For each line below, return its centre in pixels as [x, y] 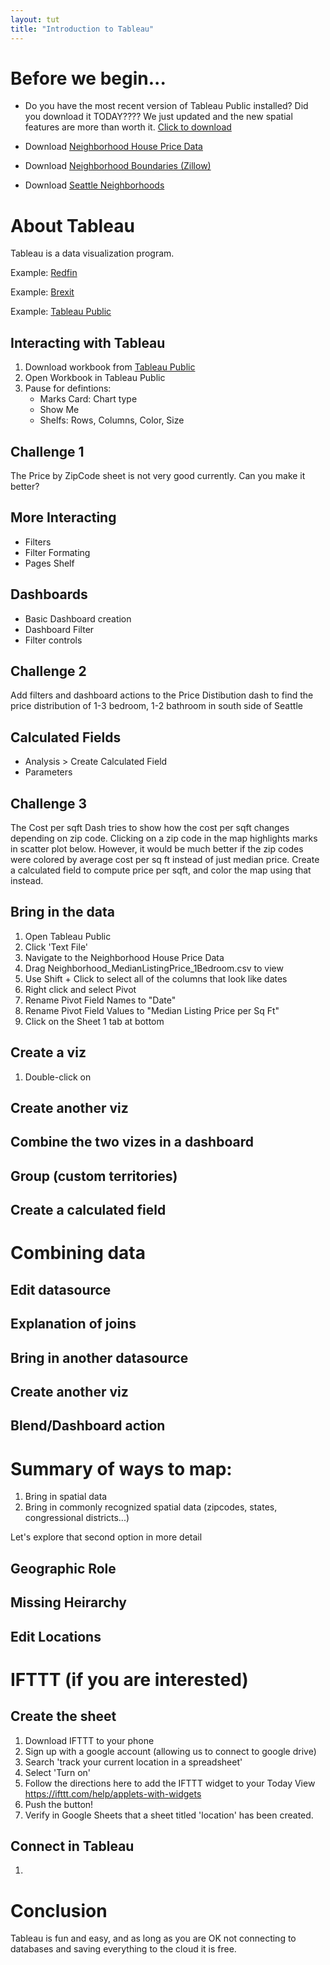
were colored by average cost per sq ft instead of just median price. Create [165, 860]
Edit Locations [56, 1636]
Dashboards [49, 594]
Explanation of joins [73, 1324]
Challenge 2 [48, 671]
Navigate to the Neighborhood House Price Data [124, 957]
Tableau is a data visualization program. [92, 253]
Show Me [59, 410]
